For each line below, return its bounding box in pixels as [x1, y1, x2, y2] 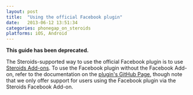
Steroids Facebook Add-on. [6, 83, 74, 90]
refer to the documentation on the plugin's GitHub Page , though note [15, 71, 183, 78]
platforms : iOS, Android [6, 31, 67, 37]
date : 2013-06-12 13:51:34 [6, 19, 78, 25]
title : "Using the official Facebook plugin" [6, 14, 123, 20]
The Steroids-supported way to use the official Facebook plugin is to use [6, 58, 184, 65]
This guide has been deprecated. [6, 47, 89, 54]
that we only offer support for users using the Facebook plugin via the [6, 77, 176, 84]
